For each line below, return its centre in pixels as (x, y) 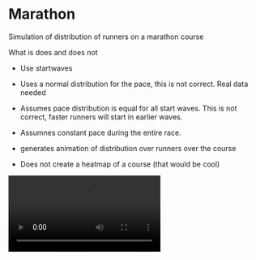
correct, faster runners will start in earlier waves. (101, 117)
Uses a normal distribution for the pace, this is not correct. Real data (134, 84)
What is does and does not (53, 52)
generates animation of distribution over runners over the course (128, 148)
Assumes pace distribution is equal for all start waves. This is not (128, 108)
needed (33, 92)
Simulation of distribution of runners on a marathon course (106, 37)
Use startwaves (46, 68)
